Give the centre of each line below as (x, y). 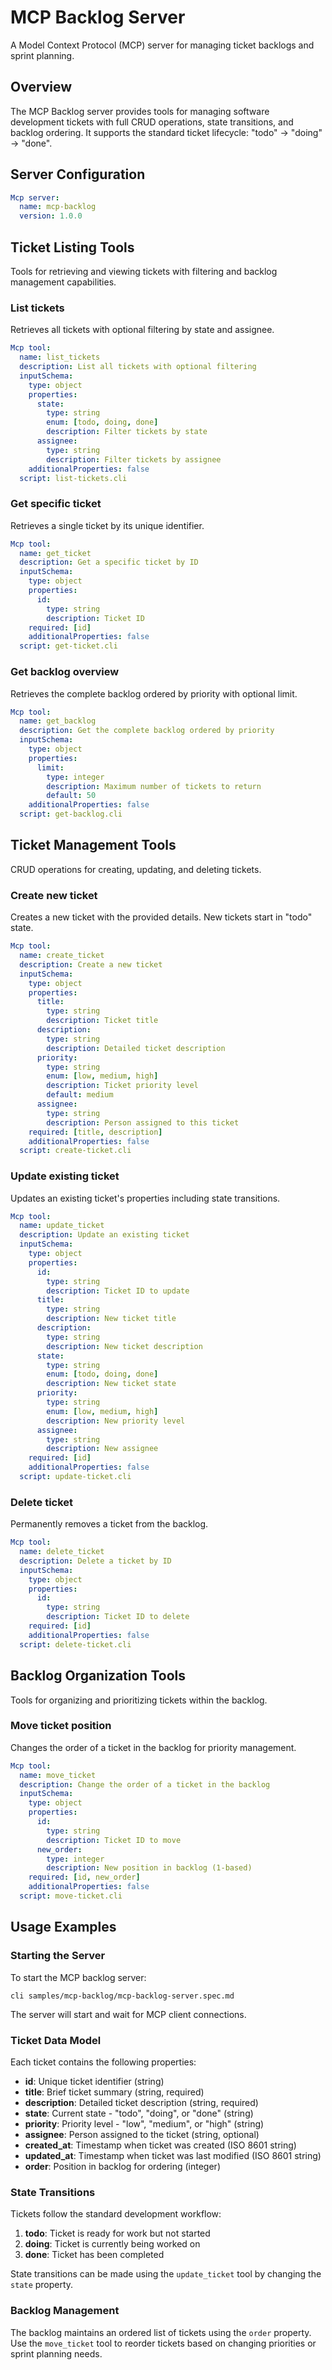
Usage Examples (63, 1927)
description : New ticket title (111, 1319)
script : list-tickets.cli (73, 478)
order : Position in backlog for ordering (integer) (122, 2166)
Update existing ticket (65, 1176)
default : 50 (71, 796)
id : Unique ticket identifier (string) (94, 2081)
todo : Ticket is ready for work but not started (117, 2233)
